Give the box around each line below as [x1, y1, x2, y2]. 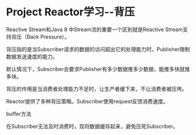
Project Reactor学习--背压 [6, 5, 135, 19]
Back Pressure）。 [26, 33, 70, 40]
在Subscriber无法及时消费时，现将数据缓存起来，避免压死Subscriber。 [6, 123, 179, 130]
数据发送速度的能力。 [6, 53, 58, 60]
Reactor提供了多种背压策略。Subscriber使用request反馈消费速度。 [6, 97, 169, 104]
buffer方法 [6, 110, 31, 117]
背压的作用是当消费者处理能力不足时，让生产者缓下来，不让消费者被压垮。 [6, 85, 187, 92]
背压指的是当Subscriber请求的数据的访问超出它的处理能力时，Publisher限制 [6, 45, 190, 53]
